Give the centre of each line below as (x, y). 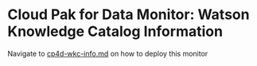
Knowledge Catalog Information (115, 31)
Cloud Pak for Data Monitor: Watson (128, 15)
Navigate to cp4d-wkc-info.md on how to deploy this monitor (108, 53)
